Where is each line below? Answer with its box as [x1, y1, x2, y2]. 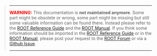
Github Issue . [9, 41, 36, 46]
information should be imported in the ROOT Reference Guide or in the [9, 30, 152, 36]
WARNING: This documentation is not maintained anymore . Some [9, 10, 144, 15]
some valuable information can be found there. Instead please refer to [9, 20, 151, 26]
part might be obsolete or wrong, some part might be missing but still [9, 15, 149, 20]
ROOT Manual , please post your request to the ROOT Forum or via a [9, 36, 147, 41]
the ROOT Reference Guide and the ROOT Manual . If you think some [9, 25, 148, 31]
